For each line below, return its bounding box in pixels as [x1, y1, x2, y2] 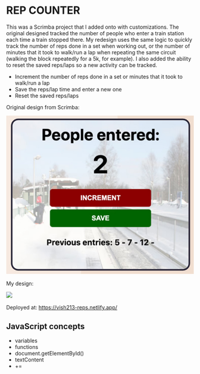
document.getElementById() [14, 350, 85, 357]
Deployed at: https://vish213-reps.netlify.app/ [6, 304, 118, 311]
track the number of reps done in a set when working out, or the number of [6, 42, 190, 50]
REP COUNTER [6, 4, 80, 17]
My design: [6, 280, 34, 287]
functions [14, 344, 39, 351]
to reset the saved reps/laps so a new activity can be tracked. [6, 61, 158, 69]
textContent [14, 356, 44, 363]
